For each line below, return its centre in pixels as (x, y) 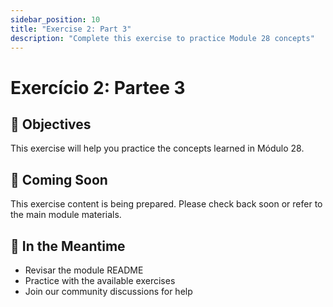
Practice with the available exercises (100, 280)
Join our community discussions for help (108, 291)
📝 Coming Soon (59, 179)
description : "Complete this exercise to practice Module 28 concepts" (162, 38)
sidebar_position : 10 (55, 19)
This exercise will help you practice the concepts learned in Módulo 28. (157, 148)
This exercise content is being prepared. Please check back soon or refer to (166, 204)
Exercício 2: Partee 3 (98, 87)
